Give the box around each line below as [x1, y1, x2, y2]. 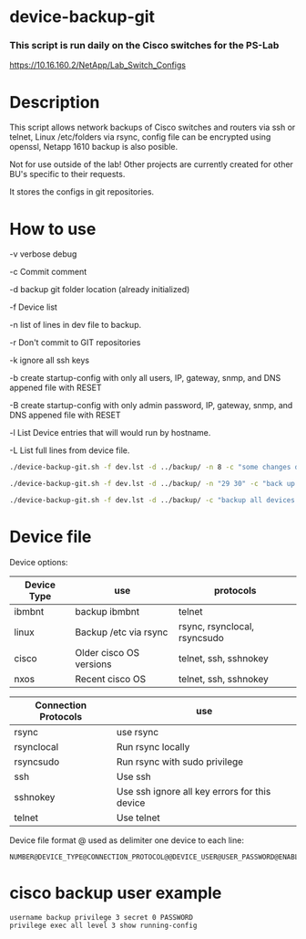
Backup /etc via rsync [75, 626, 168, 638]
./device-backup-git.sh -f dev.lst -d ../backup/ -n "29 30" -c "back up [9, 480, 296, 489]
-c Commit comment [9, 267, 87, 278]
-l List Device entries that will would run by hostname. [9, 427, 211, 438]
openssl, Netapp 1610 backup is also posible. [9, 142, 178, 153]
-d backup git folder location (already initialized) [9, 284, 190, 295]
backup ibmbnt [75, 605, 139, 617]
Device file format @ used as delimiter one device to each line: [9, 834, 244, 846]
